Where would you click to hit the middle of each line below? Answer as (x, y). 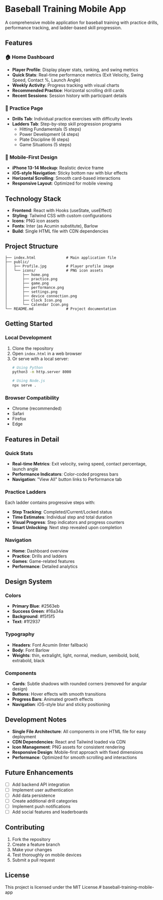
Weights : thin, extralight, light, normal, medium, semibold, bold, (76, 655)
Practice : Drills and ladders (39, 556)
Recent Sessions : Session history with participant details (69, 96)
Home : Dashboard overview (40, 551)
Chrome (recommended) (37, 408)
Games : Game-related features (43, 561)
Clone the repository (33, 348)
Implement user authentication (43, 790)
